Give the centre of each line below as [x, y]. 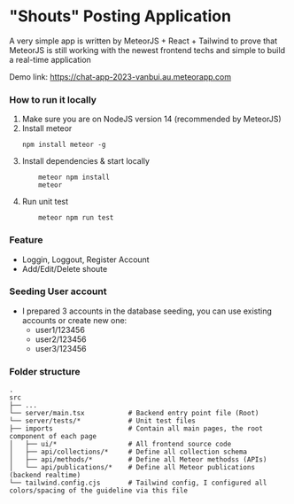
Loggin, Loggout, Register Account [85, 260]
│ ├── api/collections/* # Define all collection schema [128, 452]
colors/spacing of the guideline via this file [99, 491]
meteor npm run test [76, 218]
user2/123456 [61, 339]
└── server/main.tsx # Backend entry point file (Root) [134, 414]
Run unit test [45, 202]
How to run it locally [53, 99]
